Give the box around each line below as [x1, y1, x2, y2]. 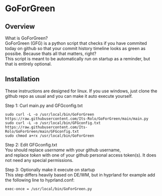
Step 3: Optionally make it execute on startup [5, 166, 96, 173]
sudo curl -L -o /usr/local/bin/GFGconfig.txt [5, 120, 101, 125]
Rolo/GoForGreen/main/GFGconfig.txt [5, 129, 79, 134]
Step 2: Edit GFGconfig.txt [5, 142, 57, 147]
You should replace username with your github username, [5, 147, 121, 153]
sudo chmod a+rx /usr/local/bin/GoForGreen [5, 133, 95, 138]
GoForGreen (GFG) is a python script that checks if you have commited [5, 40, 147, 46]
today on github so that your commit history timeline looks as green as [5, 46, 146, 51]
